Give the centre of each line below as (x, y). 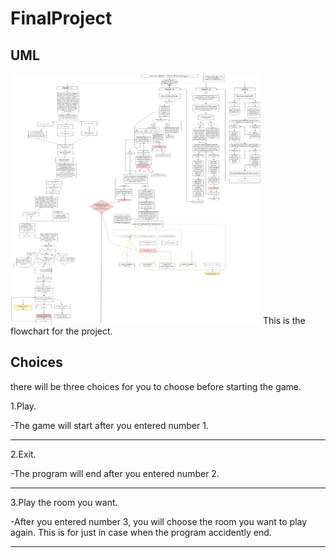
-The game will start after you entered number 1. (109, 425)
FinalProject (61, 18)
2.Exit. (23, 454)
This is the (284, 320)
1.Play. (23, 406)
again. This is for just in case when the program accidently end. (141, 532)
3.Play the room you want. (64, 502)
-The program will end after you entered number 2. (115, 473)
